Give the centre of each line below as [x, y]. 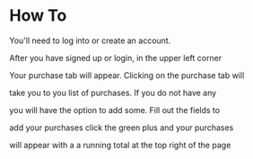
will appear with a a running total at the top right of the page [120, 145]
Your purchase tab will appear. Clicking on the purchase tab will [127, 75]
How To [38, 16]
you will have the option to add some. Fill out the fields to [115, 110]
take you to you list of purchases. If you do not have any [113, 93]
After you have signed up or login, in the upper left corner [116, 57]
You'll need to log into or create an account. [90, 40]
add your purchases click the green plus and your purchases [122, 128]
